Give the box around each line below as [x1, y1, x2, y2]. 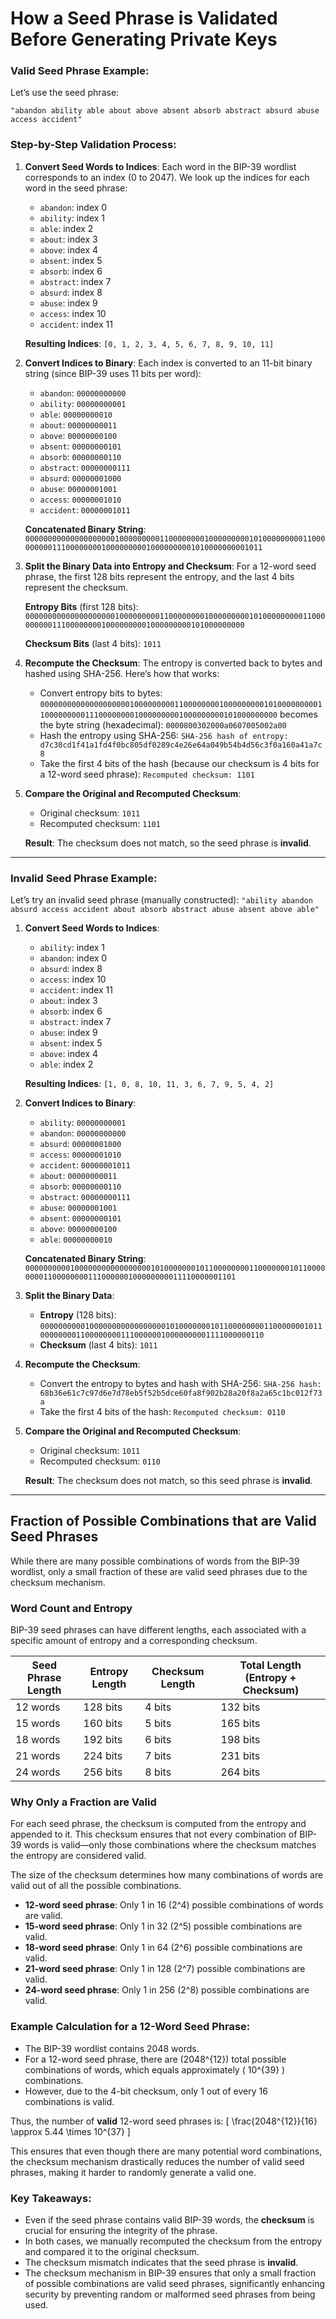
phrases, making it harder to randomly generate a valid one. [10, 2166, 257, 2178]
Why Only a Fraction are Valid [10, 1795, 157, 1809]
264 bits [220, 1765, 261, 1779]
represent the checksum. [24, 581, 129, 593]
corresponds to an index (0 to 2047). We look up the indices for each [24, 171, 310, 183]
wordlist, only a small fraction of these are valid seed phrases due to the [10, 1565, 308, 1577]
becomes [279, 708, 318, 720]
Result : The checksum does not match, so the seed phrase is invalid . [24, 837, 312, 849]
